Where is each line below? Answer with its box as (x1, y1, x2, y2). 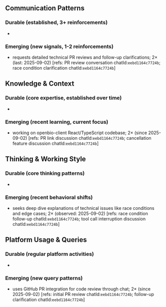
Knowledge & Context (5, 80, 75, 88)
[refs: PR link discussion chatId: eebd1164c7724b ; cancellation (28, 135, 152, 141)
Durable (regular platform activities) (5, 250, 94, 257)
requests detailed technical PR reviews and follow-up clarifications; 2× (12, 54, 158, 60)
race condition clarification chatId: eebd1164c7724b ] (12, 65, 116, 71)
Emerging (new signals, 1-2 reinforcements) (5, 43, 114, 50)
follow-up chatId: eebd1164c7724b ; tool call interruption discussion (12, 215, 146, 222)
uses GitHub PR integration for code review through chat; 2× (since (12, 285, 151, 292)
